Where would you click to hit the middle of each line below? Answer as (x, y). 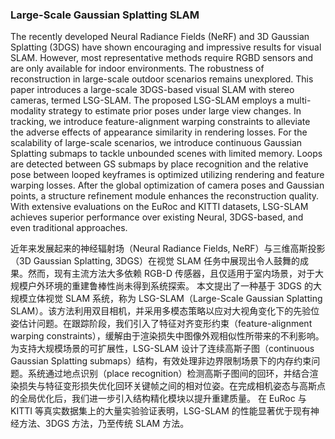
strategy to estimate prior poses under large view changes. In (175, 111)
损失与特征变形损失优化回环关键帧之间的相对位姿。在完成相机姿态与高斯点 (172, 386)
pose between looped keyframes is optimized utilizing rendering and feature (167, 175)
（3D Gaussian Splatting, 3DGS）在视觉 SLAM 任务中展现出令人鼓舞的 (155, 261)
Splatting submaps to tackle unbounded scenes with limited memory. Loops (166, 154)
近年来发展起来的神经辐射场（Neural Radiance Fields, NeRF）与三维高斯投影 (168, 249)
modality (28, 111)
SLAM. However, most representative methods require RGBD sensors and (162, 58)
